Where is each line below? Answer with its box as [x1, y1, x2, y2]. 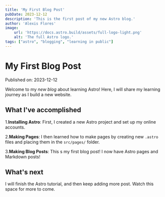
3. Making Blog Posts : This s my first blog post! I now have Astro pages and [5, 148, 159, 154]
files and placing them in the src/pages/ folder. [5, 139, 100, 145]
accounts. [5, 124, 26, 130]
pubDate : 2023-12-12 [5, 12, 48, 17]
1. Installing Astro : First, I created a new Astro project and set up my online [5, 119, 156, 125]
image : [5, 26, 19, 31]
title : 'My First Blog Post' [5, 7, 65, 12]
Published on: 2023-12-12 [5, 77, 58, 83]
